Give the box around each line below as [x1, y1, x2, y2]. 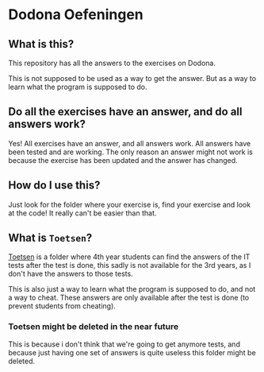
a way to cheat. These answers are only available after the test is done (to [8, 293, 250, 303]
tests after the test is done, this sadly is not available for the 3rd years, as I [8, 261, 251, 270]
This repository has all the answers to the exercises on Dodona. [8, 58, 216, 68]
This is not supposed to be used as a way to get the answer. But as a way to [8, 74, 256, 83]
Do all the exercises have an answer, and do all [8, 105, 243, 118]
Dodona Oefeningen [8, 6, 144, 24]
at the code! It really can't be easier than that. [8, 208, 157, 218]
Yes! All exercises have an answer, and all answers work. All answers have [8, 138, 251, 148]
